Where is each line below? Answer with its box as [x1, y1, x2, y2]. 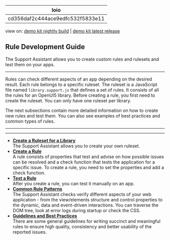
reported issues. [12, 229, 47, 235]
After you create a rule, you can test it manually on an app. [12, 180, 135, 186]
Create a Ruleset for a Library [12, 137, 76, 143]
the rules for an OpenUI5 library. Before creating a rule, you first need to [5, 92, 155, 98]
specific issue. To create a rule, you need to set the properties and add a [12, 164, 164, 170]
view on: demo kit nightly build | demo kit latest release [5, 28, 120, 34]
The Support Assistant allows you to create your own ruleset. [12, 143, 140, 149]
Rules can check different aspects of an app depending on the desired [5, 76, 152, 82]
